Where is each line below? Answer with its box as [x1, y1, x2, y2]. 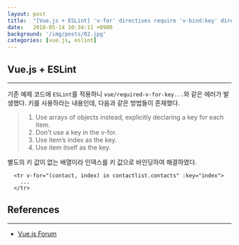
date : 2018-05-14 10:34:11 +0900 [7, 24, 113, 31]
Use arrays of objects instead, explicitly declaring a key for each [35, 113, 224, 121]
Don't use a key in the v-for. [35, 127, 117, 136]
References [7, 204, 60, 216]
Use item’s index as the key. [35, 135, 117, 144]
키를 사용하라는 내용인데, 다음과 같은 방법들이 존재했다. [28, 98, 180, 107]
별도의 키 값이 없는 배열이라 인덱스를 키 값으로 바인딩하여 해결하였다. [7, 157, 197, 166]
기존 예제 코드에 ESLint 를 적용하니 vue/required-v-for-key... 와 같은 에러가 [7, 90, 222, 98]
